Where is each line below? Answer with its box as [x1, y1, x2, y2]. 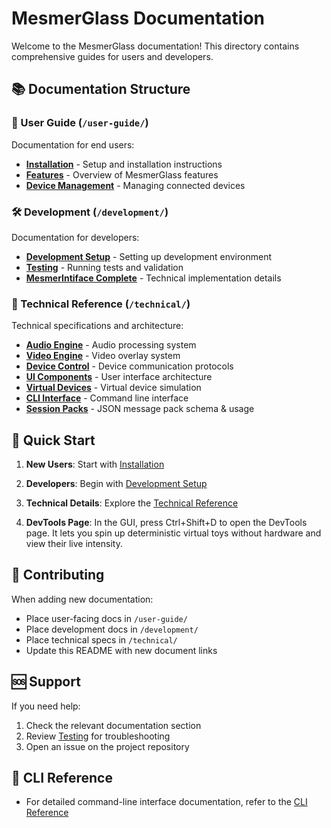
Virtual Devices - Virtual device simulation [25, 382, 202, 394]
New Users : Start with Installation [25, 458, 165, 471]
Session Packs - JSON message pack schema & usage [25, 403, 255, 415]
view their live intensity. [25, 538, 123, 550]
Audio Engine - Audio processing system [25, 339, 197, 351]
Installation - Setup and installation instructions [25, 158, 223, 170]
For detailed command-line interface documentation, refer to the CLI [25, 796, 308, 808]
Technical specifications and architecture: [11, 320, 184, 332]
